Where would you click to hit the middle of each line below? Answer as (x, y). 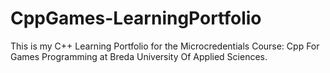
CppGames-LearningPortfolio (136, 18)
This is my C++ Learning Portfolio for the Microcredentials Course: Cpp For (165, 46)
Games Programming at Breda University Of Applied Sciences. (139, 56)
